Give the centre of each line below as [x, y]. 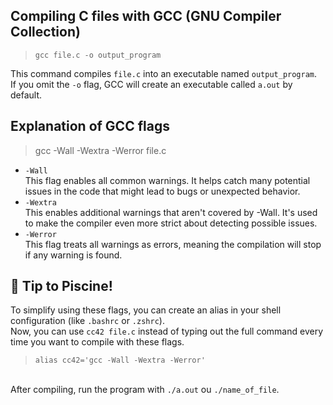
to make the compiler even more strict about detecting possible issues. [171, 223]
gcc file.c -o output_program [98, 55]
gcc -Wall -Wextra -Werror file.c [100, 150]
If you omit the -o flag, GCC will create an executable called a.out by [151, 84]
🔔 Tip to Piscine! [61, 286]
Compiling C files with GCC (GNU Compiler [146, 16]
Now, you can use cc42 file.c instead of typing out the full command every [167, 331]
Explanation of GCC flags [90, 126]
